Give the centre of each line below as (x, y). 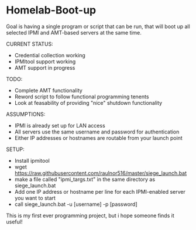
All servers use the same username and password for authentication (97, 132)
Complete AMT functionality (49, 90)
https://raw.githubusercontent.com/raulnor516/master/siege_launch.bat (101, 173)
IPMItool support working (45, 61)
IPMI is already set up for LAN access (60, 125)
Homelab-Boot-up (51, 10)
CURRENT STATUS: (30, 44)
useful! (14, 222)
